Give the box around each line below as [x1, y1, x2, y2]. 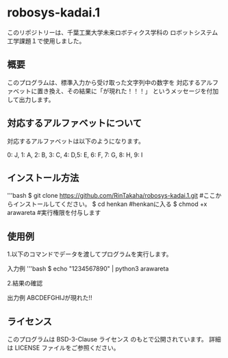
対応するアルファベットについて [7, 118, 142, 129]
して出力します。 [7, 95, 55, 103]
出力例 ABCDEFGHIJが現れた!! [7, 294, 92, 302]
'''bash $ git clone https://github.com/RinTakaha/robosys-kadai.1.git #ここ [7, 192, 216, 200]
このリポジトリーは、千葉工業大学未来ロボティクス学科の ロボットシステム [7, 28, 218, 36]
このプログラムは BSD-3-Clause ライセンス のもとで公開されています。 [7, 335, 207, 343]
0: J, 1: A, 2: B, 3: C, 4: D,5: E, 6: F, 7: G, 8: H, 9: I [7, 151, 143, 159]
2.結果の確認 [7, 279, 43, 287]
